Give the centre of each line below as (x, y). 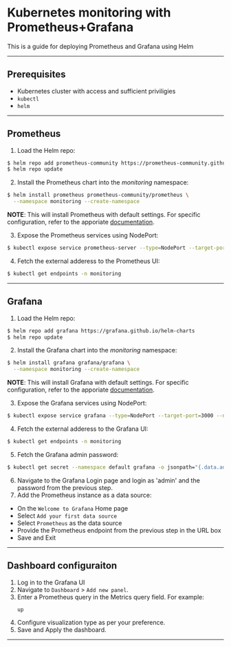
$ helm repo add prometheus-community (63, 163)
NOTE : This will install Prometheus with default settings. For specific (104, 215)
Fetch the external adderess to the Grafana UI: (83, 429)
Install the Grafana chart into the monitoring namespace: (97, 350)
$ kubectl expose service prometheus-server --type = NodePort (97, 248)
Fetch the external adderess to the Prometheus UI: (88, 261)
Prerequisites (36, 75)
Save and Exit (36, 538)
